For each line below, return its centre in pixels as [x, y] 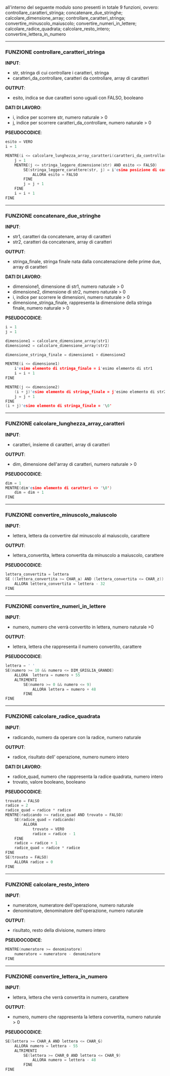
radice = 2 [17, 806]
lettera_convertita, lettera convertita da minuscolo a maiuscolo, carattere [88, 555]
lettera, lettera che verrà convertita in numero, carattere [71, 997]
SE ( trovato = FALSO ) [27, 857]
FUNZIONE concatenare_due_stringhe [53, 216]
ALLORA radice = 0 [34, 862]
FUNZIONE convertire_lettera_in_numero [56, 976]
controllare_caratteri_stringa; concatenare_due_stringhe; [64, 13]
